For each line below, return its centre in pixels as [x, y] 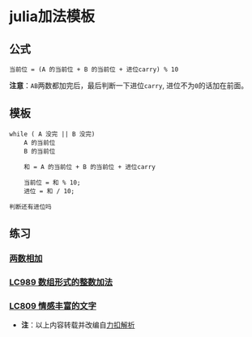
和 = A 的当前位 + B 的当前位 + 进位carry [90, 166]
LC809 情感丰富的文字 [53, 305]
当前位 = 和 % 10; [52, 183]
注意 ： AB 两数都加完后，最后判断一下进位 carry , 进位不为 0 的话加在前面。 [129, 85]
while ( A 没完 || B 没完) [52, 134]
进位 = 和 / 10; [49, 191]
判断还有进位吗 [30, 207]
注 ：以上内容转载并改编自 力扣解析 [78, 325]
